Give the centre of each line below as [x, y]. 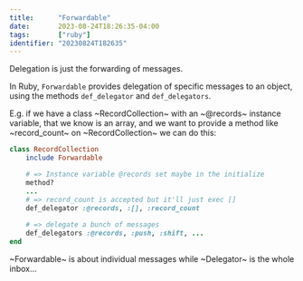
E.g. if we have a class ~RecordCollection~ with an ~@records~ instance [146, 113]
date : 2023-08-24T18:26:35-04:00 [85, 26]
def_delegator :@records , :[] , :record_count [113, 208]
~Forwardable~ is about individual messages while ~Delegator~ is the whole [152, 258]
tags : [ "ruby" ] [50, 34]
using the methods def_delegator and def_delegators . [110, 96]
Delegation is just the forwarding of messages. [96, 69]
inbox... [24, 268]
